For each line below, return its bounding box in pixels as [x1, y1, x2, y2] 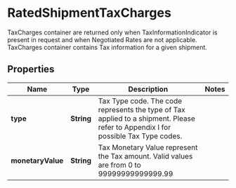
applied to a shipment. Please [98, 114, 195, 123]
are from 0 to [98, 160, 142, 170]
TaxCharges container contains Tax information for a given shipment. [7, 43, 207, 51]
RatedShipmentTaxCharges [7, 5, 172, 21]
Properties [7, 63, 55, 75]
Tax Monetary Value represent [98, 142, 198, 152]
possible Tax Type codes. [98, 131, 183, 141]
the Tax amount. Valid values [98, 151, 193, 161]
